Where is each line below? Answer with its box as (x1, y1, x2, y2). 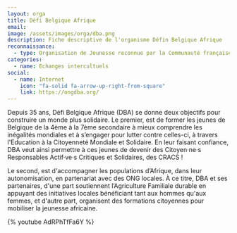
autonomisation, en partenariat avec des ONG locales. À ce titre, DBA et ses (7, 174, 228, 183)
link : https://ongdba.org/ (20, 89, 99, 96)
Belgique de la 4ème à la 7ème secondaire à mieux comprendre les (7, 123, 202, 132)
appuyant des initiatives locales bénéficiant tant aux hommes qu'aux (7, 189, 207, 198)
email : (7, 23, 27, 30)
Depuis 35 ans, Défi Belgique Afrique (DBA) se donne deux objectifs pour (7, 108, 221, 117)
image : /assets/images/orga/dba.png (7, 30, 115, 37)
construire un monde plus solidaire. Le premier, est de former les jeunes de (7, 115, 226, 124)
